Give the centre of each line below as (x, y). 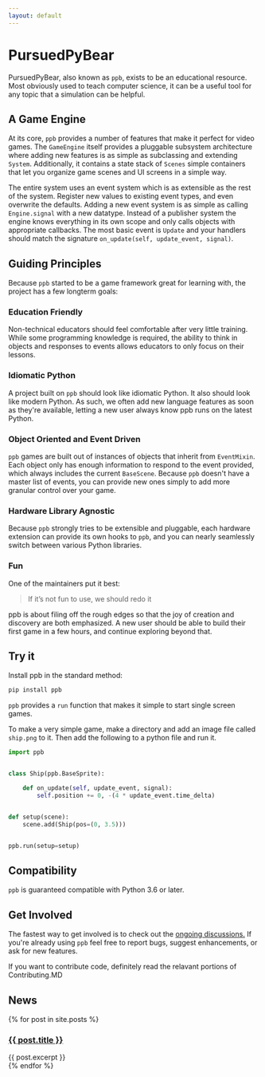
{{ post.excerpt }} (37, 1057)
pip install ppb (35, 690)
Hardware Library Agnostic (62, 511)
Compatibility (43, 870)
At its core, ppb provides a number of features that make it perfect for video (131, 138)
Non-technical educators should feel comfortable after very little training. (128, 329)
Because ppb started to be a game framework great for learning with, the (127, 283)
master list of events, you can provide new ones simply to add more (119, 482)
